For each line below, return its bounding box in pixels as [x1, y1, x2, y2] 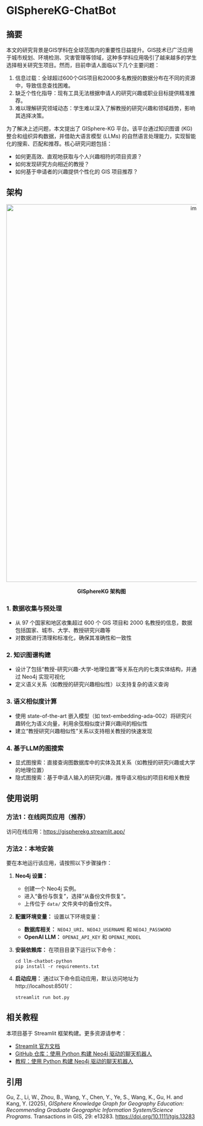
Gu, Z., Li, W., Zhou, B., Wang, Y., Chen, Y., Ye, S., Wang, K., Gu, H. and [6, 1093, 183, 1101]
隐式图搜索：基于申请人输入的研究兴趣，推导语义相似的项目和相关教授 [14, 774, 190, 781]
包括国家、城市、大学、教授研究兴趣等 [14, 627, 111, 634]
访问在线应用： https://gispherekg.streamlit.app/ [6, 827, 125, 835]
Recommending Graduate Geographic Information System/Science [6, 1106, 173, 1113]
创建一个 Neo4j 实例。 [24, 885, 80, 892]
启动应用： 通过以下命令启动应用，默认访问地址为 [14, 974, 139, 982]
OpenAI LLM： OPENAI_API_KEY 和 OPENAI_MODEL [24, 933, 141, 940]
